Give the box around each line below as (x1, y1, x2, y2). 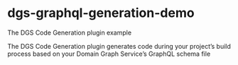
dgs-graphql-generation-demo (7, 5, 195, 21)
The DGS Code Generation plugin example (7, 28, 132, 37)
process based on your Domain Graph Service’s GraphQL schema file (7, 49, 211, 58)
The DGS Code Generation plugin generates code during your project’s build (7, 42, 231, 50)
